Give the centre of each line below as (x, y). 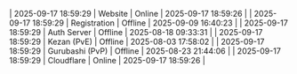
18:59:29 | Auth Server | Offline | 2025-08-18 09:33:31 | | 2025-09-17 (136, 32)
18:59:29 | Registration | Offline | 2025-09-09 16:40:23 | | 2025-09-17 (161, 23)
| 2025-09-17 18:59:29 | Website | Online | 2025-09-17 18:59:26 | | (131, 14)
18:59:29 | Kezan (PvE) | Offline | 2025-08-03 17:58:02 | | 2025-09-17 (137, 41)
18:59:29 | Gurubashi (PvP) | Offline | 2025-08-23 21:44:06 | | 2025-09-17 (145, 51)
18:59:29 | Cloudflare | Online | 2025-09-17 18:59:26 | (108, 60)
